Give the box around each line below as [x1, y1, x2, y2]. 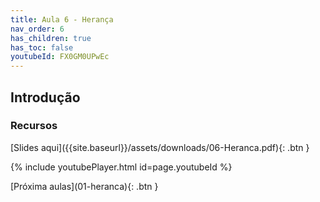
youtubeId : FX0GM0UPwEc [10, 52, 110, 62]
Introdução [10, 89, 81, 106]
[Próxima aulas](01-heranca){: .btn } [10, 180, 159, 192]
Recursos [10, 119, 58, 133]
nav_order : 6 [10, 24, 65, 34]
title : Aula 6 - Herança [10, 14, 114, 25]
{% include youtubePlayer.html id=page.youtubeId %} [10, 161, 233, 173]
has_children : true [10, 33, 92, 43]
